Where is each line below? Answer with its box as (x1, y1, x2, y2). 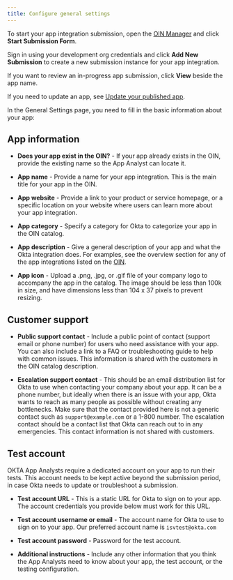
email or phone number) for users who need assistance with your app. (17, 340, 219, 348)
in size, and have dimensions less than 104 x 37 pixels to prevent (17, 286, 203, 295)
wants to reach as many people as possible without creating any (17, 398, 202, 406)
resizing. (17, 294, 42, 302)
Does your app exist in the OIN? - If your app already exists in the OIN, (17, 151, 221, 161)
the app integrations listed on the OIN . (17, 258, 127, 266)
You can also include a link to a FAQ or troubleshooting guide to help (17, 347, 214, 356)
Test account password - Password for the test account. (17, 537, 182, 545)
